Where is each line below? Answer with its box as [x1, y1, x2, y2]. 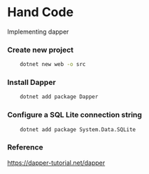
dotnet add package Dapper [20, 93, 99, 100]
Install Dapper [7, 78, 56, 88]
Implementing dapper [7, 27, 69, 36]
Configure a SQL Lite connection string [7, 110, 142, 120]
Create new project [7, 45, 74, 55]
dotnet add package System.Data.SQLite [20, 126, 136, 133]
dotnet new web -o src [20, 61, 86, 68]
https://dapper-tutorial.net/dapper [7, 159, 106, 167]
